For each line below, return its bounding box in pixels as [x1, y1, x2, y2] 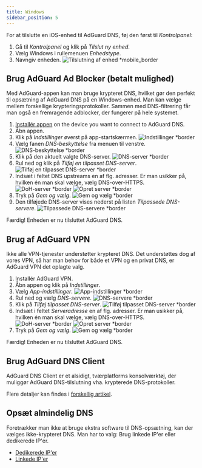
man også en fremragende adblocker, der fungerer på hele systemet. [6, 109, 179, 116]
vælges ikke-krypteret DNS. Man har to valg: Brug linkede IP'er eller [6, 430, 176, 438]
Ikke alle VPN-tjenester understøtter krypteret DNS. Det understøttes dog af [6, 250, 196, 258]
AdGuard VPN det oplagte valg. [6, 263, 85, 270]
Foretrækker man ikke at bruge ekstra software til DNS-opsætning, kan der [6, 424, 194, 432]
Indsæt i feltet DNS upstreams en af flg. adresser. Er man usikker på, [15, 173, 187, 180]
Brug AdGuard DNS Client [6, 356, 105, 366]
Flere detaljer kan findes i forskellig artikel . [6, 390, 112, 397]
